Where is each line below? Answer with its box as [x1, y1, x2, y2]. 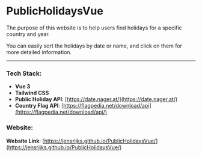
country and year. [6, 30, 50, 37]
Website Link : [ [6, 137, 44, 144]
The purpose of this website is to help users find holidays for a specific [6, 24, 182, 31]
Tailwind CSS [14, 89, 49, 97]
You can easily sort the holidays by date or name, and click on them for [6, 42, 182, 49]
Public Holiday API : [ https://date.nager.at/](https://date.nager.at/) [14, 96, 178, 103]
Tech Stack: [6, 69, 42, 78]
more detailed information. [6, 48, 72, 55]
